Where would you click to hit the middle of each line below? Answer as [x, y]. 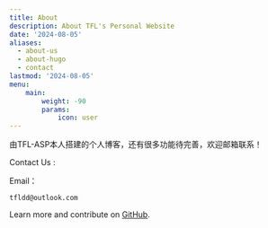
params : [56, 110]
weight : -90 [64, 101]
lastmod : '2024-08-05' [52, 76]
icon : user [78, 118]
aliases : [26, 43]
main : [36, 92]
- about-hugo [42, 59]
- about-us [38, 51]
